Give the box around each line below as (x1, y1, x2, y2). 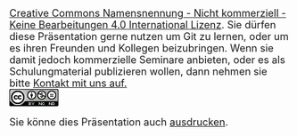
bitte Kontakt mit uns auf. (9, 77, 128, 90)
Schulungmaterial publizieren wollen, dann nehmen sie (9, 65, 268, 77)
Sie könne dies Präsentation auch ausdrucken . (9, 116, 229, 128)
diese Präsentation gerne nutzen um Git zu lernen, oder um (9, 30, 289, 43)
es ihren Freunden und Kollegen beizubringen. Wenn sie (9, 42, 275, 54)
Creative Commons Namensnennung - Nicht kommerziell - (9, 7, 287, 20)
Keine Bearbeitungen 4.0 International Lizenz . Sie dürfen (9, 19, 276, 31)
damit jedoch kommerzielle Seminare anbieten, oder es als (9, 53, 285, 66)
